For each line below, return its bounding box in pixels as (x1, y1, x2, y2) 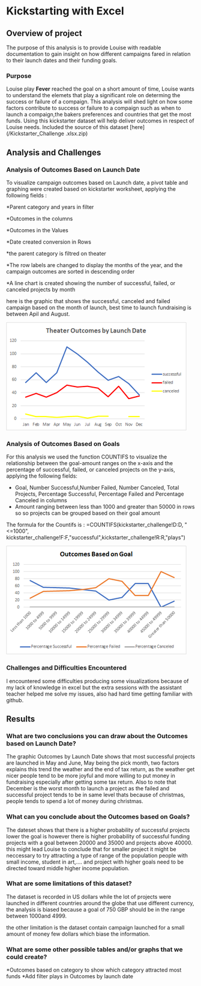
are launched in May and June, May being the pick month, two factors (6, 759, 179, 766)
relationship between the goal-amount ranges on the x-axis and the (6, 460, 173, 467)
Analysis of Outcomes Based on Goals (6, 439, 120, 448)
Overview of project (6, 28, 82, 38)
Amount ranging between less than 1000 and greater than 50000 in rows (14, 503, 195, 511)
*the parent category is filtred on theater (6, 250, 107, 257)
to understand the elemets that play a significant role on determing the (6, 92, 181, 99)
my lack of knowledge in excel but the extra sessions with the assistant (6, 684, 182, 691)
